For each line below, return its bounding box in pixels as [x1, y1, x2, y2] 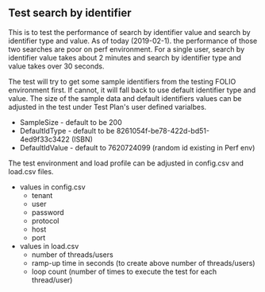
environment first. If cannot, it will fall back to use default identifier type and [8, 85, 256, 95]
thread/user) [31, 274, 73, 285]
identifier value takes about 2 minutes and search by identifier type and [8, 53, 242, 62]
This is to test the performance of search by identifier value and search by [8, 27, 252, 37]
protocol [31, 216, 60, 225]
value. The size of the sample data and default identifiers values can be [8, 93, 242, 103]
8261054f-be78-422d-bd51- [116, 126, 210, 135]
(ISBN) [71, 134, 94, 144]
